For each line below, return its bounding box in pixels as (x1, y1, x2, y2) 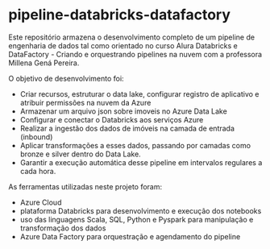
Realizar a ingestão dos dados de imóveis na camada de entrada (19, 123, 235, 133)
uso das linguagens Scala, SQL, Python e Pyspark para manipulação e (19, 214, 254, 224)
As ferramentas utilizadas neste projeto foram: (8, 181, 163, 191)
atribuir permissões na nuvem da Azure (19, 98, 152, 107)
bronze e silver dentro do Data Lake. (19, 149, 141, 159)
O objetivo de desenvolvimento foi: (8, 73, 124, 83)
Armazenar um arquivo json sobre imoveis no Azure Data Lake (19, 106, 227, 116)
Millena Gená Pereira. (8, 58, 80, 68)
